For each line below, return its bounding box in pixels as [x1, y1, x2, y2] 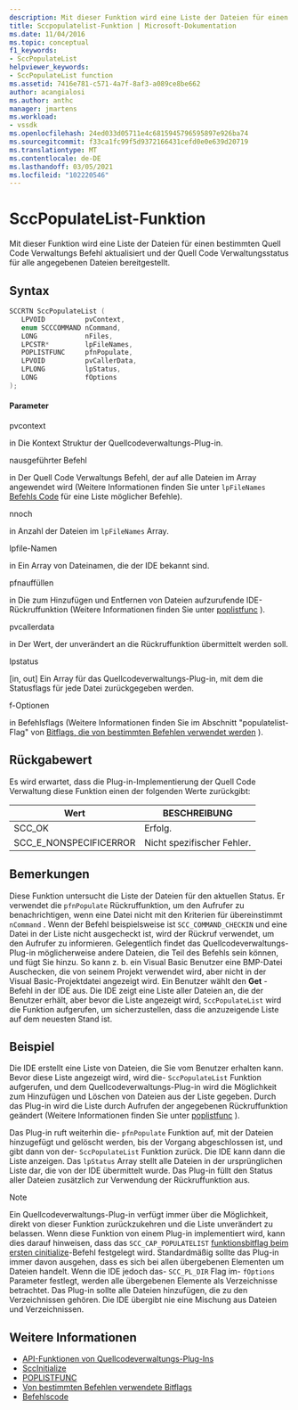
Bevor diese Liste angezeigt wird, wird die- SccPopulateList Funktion [9, 1072, 262, 1083]
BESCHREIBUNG [162, 807, 233, 819]
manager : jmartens [9, 104, 77, 113]
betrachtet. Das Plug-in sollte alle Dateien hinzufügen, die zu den [9, 1285, 248, 1296]
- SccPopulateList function [9, 71, 114, 80]
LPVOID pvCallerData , [20, 357, 138, 365]
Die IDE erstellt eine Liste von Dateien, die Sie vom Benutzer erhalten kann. [9, 1062, 284, 1074]
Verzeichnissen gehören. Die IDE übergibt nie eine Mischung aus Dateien [9, 1294, 278, 1306]
